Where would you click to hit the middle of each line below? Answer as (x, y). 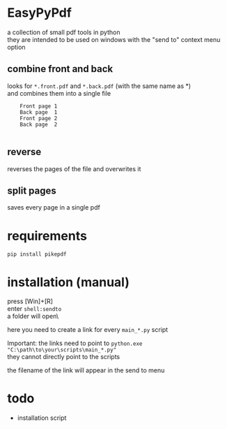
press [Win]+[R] (30, 301)
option (16, 47)
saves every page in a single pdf (54, 208)
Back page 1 (39, 112)
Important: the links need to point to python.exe (75, 343)
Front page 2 (39, 118)
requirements (47, 236)
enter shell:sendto (34, 309)
